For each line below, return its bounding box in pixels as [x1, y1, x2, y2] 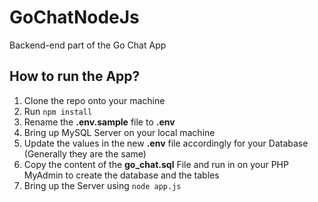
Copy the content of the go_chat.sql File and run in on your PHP [23, 158, 289, 170]
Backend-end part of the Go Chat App [9, 39, 167, 51]
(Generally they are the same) [23, 147, 147, 160]
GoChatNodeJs [9, 6, 140, 29]
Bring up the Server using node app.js [23, 179, 182, 191]
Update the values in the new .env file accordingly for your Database [23, 137, 309, 149]
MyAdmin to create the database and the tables [23, 169, 220, 181]
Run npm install [23, 105, 93, 117]
